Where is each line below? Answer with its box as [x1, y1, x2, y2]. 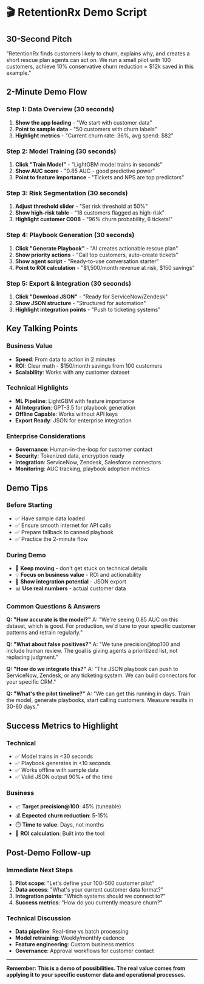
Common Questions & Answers [6, 602, 101, 611]
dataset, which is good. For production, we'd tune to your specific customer [6, 622, 196, 630]
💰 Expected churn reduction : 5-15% [15, 812, 109, 819]
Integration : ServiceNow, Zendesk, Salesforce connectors [15, 459, 161, 466]
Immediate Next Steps [6, 865, 73, 874]
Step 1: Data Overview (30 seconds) [6, 105, 114, 114]
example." [6, 69, 32, 77]
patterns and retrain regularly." [6, 629, 83, 636]
